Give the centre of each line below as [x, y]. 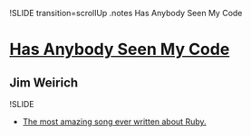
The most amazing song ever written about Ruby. [114, 122]
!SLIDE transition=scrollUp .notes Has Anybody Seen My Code [126, 13]
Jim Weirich [44, 82]
